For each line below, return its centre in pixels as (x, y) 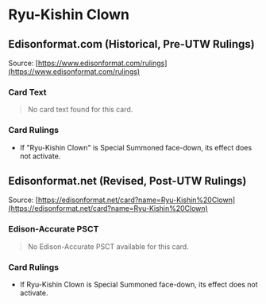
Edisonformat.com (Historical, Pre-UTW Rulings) (132, 44)
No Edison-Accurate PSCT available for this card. (108, 246)
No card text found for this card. (80, 110)
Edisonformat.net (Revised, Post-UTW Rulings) (127, 181)
